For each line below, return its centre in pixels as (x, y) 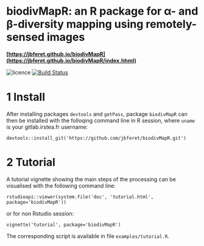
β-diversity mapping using (75, 24)
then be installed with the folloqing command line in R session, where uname (101, 120)
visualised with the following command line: (61, 186)
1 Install (26, 97)
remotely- (171, 24)
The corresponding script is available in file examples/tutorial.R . (88, 236)
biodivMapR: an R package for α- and (102, 11)
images (66, 37)
